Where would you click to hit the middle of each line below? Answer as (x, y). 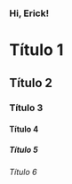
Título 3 (26, 108)
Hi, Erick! (29, 13)
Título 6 (23, 172)
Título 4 (24, 129)
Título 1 (36, 50)
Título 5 (24, 149)
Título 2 (31, 83)
